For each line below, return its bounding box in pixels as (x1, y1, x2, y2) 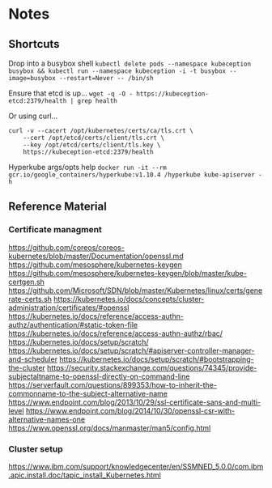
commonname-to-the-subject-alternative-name (8, 388, 168, 398)
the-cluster (8, 363, 46, 372)
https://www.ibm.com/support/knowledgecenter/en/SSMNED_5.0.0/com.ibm (8, 461, 264, 471)
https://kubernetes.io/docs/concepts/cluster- (53, 294, 205, 303)
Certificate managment (8, 224, 103, 236)
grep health (77, 97, 117, 105)
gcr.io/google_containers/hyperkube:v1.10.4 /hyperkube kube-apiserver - (8, 171, 263, 179)
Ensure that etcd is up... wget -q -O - (8, 88, 134, 98)
